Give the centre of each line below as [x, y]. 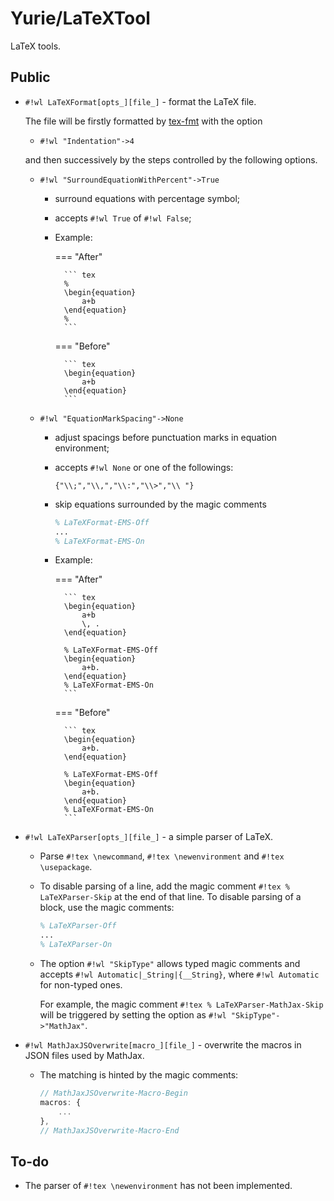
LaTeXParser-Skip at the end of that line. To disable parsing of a [170, 897]
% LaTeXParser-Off [78, 926]
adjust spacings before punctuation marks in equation [166, 437]
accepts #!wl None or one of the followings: [144, 467]
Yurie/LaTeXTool [80, 18]
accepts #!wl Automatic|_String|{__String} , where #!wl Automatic [179, 974]
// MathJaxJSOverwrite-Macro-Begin [113, 1093]
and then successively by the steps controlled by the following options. [171, 159]
